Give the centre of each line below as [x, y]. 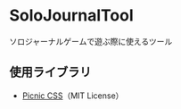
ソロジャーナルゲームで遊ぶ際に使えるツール [91, 41]
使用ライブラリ [50, 72]
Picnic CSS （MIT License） [73, 96]
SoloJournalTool [71, 16]
